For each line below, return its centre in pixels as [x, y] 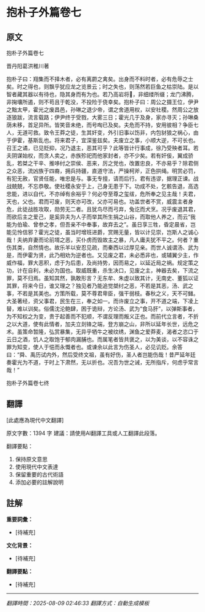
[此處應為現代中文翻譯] [35, 420]
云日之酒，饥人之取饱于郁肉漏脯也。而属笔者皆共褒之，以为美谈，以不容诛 [100, 339]
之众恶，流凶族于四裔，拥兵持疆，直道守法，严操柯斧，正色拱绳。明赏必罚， [103, 171]
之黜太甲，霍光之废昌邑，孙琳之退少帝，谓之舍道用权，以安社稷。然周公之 [100, 110]
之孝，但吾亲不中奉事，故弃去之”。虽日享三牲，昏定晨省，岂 [120, 225]
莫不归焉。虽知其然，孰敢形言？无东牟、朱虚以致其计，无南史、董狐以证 [108, 278]
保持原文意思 [31, 459]
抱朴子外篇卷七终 [28, 383]
